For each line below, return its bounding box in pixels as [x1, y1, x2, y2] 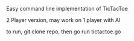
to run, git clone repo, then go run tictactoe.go [6, 28, 121, 35]
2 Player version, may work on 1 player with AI [6, 17, 121, 23]
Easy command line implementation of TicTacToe [6, 5, 128, 12]
